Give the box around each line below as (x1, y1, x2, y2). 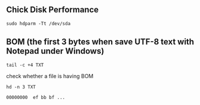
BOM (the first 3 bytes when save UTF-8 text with (6, 37, 195, 47)
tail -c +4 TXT (6, 62, 44, 68)
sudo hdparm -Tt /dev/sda (6, 20, 70, 26)
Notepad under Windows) (6, 46, 104, 56)
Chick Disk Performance (6, 5, 99, 15)
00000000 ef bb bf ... (6, 94, 66, 100)
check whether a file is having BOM (6, 72, 94, 79)
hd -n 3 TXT (6, 84, 36, 90)
